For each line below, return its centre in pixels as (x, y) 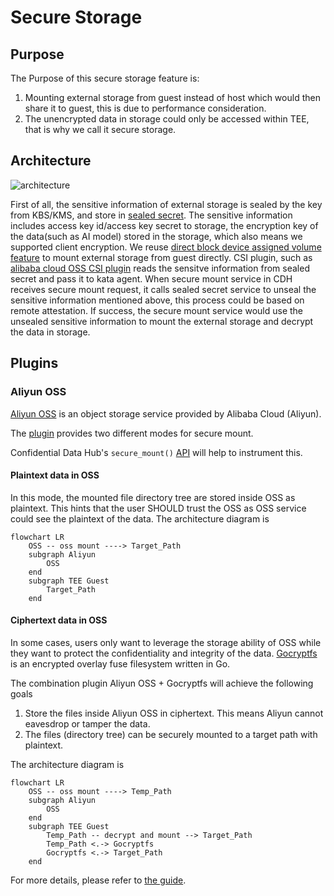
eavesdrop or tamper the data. (87, 723)
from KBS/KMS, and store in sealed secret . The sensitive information (151, 215)
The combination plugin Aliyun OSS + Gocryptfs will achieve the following (162, 683)
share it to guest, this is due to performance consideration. (145, 108)
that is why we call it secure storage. (100, 129)
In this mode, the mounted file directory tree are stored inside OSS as (153, 497)
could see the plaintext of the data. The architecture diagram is (140, 518)
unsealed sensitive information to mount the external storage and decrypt (162, 321)
